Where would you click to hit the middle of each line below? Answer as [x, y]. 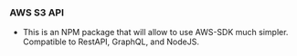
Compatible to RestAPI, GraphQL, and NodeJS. [111, 42]
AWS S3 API [37, 13]
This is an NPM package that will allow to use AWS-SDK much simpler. [155, 33]
